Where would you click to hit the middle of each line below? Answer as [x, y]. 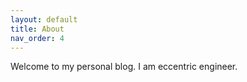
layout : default [44, 19]
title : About [37, 29]
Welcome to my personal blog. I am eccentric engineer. [124, 67]
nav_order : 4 [37, 38]
